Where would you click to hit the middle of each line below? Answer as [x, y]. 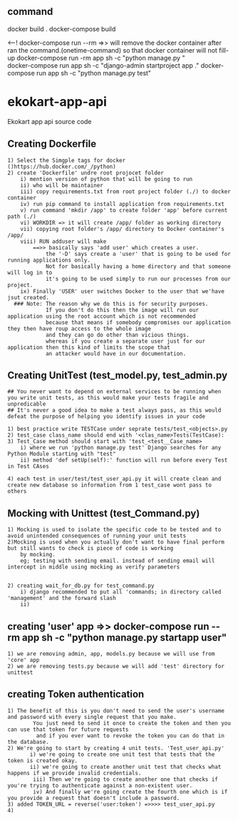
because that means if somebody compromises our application [138, 322]
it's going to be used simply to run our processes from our [138, 279]
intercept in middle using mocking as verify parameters [94, 567]
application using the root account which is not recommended [102, 316]
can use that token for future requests [68, 730]
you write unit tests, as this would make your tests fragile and [108, 398]
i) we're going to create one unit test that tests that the [122, 754]
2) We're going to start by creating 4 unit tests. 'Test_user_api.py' [116, 748]
